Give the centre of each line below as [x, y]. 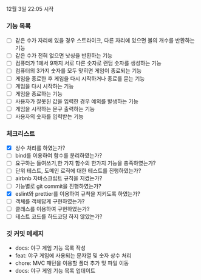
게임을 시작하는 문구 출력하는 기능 [55, 108]
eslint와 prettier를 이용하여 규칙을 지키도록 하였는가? [78, 193]
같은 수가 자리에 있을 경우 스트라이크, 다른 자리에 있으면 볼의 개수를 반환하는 [105, 41]
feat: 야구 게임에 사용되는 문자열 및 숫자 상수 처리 [73, 256]
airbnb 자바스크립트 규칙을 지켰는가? [59, 178]
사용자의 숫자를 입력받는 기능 [49, 116]
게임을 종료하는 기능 [39, 93]
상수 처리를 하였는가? [40, 148]
